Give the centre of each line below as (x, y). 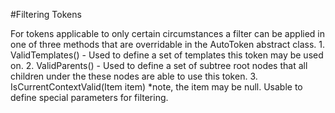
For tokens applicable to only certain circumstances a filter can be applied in (167, 33)
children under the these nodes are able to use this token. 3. (134, 76)
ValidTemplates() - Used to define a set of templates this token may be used (167, 55)
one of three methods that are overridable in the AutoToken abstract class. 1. (168, 44)
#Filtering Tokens (46, 14)
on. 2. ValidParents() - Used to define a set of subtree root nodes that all (159, 65)
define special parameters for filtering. (89, 97)
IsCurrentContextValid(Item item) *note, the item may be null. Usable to (156, 87)
